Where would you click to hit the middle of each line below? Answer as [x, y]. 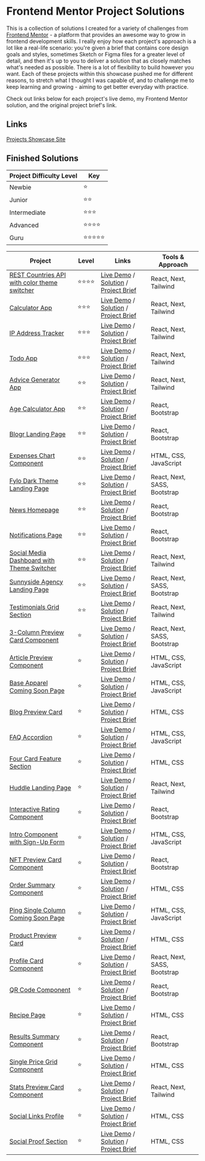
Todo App [23, 358]
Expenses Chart [32, 456]
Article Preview [31, 658]
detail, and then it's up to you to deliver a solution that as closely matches [99, 61]
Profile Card [27, 961]
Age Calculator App [38, 408]
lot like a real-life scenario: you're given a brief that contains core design [98, 48]
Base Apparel [29, 683]
